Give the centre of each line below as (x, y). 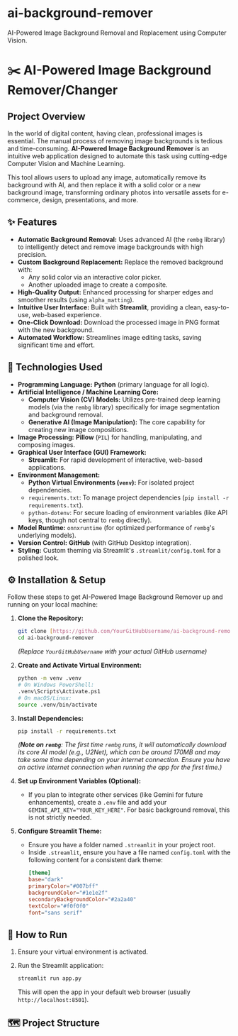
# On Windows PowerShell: (56, 685)
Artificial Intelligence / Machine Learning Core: (88, 392)
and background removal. (66, 414)
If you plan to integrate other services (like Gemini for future (115, 795)
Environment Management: (59, 475)
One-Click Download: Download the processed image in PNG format (118, 322)
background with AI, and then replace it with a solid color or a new (104, 184)
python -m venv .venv (49, 678)
